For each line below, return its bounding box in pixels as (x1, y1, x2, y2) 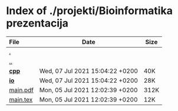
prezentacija (6, 16, 69, 30)
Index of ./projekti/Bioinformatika (6, 4, 173, 18)
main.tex (9, 95, 33, 103)
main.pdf (9, 86, 34, 94)
